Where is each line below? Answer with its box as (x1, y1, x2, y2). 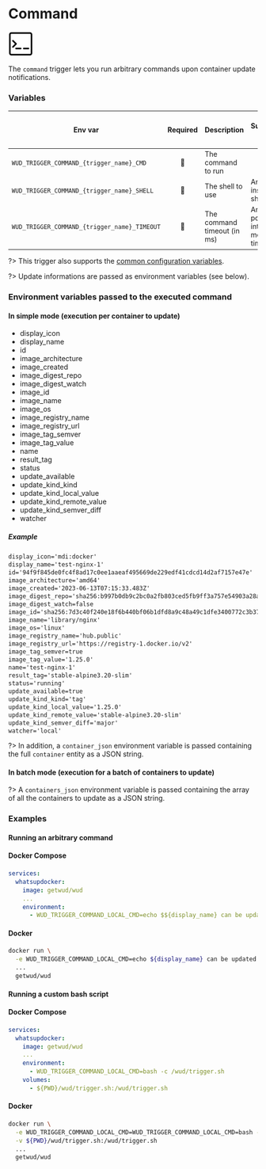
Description (204, 125, 245, 135)
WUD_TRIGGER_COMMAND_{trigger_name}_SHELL (11, 187, 154, 195)
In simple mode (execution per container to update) (8, 310, 180, 321)
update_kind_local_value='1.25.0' (8, 703, 123, 711)
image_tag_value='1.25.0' (8, 656, 93, 664)
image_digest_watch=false (8, 600, 93, 608)
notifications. (8, 72, 51, 82)
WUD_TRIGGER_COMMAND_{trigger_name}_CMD (11, 159, 147, 167)
